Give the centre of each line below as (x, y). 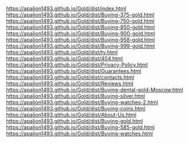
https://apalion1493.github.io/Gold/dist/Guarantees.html (74, 71)
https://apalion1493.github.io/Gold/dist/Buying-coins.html (76, 109)
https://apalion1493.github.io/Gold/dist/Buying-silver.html (76, 96)
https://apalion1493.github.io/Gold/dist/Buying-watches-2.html (82, 102)
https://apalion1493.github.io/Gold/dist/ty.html (62, 52)
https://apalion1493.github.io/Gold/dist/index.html (66, 9)
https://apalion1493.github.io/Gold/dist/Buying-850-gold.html (80, 27)
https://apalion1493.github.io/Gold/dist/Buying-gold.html (74, 121)
